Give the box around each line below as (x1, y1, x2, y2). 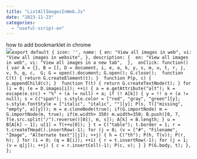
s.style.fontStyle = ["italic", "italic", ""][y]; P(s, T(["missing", (6, 101, 183, 107)
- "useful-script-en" (11, 25, 65, 31)
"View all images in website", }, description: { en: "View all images (6, 54, 189, 61)
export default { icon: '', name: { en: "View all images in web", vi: (12, 50, 192, 56)
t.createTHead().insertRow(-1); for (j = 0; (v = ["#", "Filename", (6, 127, 178, 133)
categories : (6, 20, 35, 25)
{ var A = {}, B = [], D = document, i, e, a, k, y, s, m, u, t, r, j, (6, 65, 186, 71)
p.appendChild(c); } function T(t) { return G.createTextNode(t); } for (6, 80, 192, 86)
